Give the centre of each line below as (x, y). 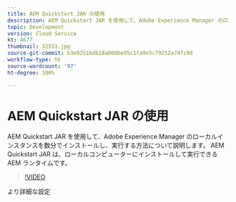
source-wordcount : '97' (42, 66)
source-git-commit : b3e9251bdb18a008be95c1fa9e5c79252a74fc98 (100, 53)
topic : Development (36, 27)
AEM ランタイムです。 (39, 163)
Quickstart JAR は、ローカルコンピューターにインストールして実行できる (113, 154)
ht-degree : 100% (31, 72)
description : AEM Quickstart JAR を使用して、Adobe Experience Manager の (115, 20)
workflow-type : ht (34, 60)
